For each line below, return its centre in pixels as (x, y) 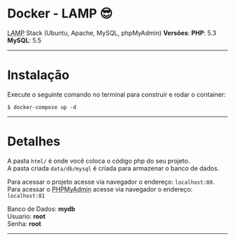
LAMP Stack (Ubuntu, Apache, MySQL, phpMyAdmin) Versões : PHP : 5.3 (112, 33)
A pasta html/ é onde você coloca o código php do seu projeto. (99, 161)
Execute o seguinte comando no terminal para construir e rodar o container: (116, 94)
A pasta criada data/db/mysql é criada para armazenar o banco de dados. (113, 168)
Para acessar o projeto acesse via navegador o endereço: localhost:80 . (111, 182)
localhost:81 (26, 196)
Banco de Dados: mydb (41, 209)
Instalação (38, 75)
